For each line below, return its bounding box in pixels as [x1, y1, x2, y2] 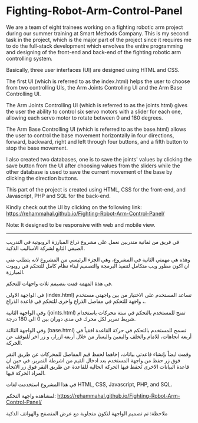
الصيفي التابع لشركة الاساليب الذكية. [6, 244, 85, 252]
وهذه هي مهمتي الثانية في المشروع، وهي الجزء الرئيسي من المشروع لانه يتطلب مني [6, 256, 190, 263]
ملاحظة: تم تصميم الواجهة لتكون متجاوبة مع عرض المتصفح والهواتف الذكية [6, 409, 168, 417]
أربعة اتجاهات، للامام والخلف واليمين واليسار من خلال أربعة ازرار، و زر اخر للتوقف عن [6, 333, 192, 340]
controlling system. [6, 55, 53, 62]
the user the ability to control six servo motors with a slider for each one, [6, 108, 183, 115]
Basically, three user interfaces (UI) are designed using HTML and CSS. [6, 66, 180, 73]
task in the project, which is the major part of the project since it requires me [6, 36, 192, 43]
